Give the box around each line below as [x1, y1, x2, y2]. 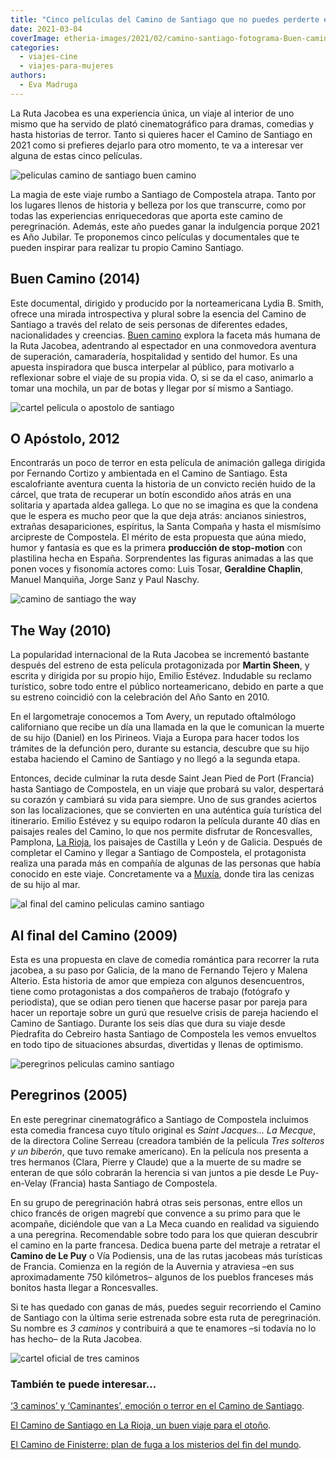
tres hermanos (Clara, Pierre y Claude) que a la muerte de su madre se [10, 1156, 302, 1168]
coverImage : [10, 33, 60, 43]
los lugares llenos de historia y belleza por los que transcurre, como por [10, 199, 307, 211]
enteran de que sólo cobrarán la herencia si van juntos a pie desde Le [10, 1166, 298, 1178]
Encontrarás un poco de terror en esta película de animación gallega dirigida [10, 457, 326, 469]
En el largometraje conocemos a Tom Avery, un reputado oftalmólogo [10, 711, 297, 723]
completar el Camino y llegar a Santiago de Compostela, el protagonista [10, 847, 307, 859]
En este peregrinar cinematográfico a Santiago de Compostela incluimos [10, 1113, 309, 1125]
